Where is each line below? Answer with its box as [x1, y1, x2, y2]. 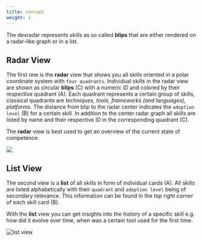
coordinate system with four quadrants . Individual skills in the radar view [6, 78, 189, 85]
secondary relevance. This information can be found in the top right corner [6, 192, 194, 200]
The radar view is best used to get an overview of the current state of [6, 128, 181, 135]
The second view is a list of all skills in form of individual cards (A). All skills [6, 179, 195, 187]
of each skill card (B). [6, 199, 60, 206]
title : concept [6, 8, 45, 15]
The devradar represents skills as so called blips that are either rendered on [6, 31, 196, 38]
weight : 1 [6, 15, 32, 21]
